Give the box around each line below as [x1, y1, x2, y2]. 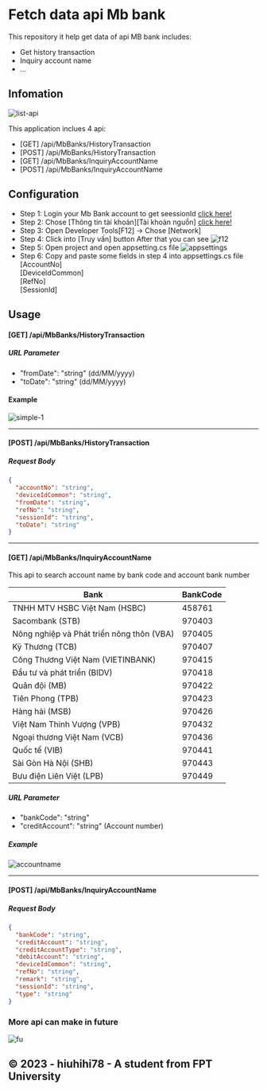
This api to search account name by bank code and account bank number [8, 570, 250, 580]
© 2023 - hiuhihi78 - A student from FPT [8, 1058, 213, 1071]
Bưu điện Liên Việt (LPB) [12, 771, 104, 782]
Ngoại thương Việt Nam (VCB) [12, 732, 125, 743]
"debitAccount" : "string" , [15, 953, 105, 961]
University [8, 1070, 61, 1083]
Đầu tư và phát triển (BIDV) [12, 667, 113, 678]
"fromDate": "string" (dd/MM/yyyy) [19, 368, 135, 378]
